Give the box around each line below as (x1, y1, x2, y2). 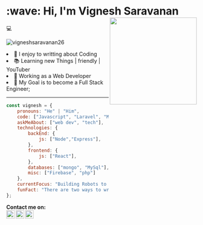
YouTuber (6, 65, 30, 73)
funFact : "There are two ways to (17, 187, 101, 193)
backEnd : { (28, 131, 56, 137)
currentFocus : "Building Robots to (17, 181, 107, 187)
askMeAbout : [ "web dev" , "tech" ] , (17, 119, 104, 125)
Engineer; (6, 85, 30, 92)
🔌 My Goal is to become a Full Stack (14, 79, 104, 86)
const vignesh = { (6, 102, 53, 108)
